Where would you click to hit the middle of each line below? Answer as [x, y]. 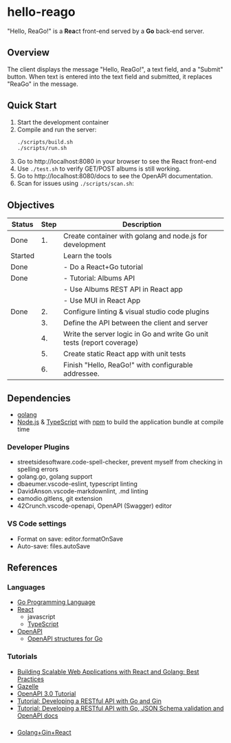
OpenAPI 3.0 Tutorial [46, 693]
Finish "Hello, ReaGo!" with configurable [128, 365]
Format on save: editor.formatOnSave [70, 539]
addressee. [81, 374]
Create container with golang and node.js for [135, 236]
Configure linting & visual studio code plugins [136, 312]
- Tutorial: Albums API [99, 278]
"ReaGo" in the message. [43, 84]
